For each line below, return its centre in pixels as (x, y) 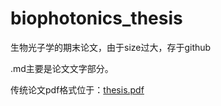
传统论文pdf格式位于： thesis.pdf (77, 89)
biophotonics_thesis (96, 18)
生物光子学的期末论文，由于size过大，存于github (111, 47)
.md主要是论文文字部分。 (62, 68)
